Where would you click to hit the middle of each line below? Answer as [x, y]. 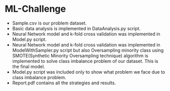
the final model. [29, 66]
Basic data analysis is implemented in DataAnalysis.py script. [76, 28]
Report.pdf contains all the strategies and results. [64, 83]
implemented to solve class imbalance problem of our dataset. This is [85, 61]
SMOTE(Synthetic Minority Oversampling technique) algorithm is [80, 55]
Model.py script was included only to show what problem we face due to [89, 72]
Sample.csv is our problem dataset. [50, 23]
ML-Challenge [35, 9]
